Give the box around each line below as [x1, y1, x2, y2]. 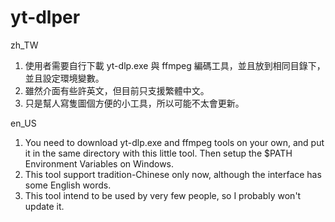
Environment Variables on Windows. [24, 157, 175, 170]
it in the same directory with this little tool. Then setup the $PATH [24, 147, 293, 159]
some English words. [24, 179, 112, 191]
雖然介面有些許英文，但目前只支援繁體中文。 [24, 84, 210, 96]
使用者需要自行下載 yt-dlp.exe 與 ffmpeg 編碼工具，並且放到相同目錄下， [24, 59, 326, 71]
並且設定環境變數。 [24, 72, 105, 84]
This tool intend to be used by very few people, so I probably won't [24, 189, 302, 201]
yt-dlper [10, 6, 81, 29]
